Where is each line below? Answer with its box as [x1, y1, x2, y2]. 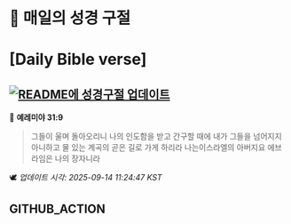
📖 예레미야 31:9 [9, 112, 64, 123]
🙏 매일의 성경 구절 [9, 8, 131, 28]
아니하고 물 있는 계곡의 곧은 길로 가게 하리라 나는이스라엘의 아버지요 [30, 142, 266, 153]
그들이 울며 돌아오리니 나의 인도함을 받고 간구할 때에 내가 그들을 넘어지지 [30, 131, 282, 142]
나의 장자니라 [54, 153, 100, 164]
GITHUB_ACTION [9, 201, 106, 216]
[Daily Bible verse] [9, 50, 147, 69]
